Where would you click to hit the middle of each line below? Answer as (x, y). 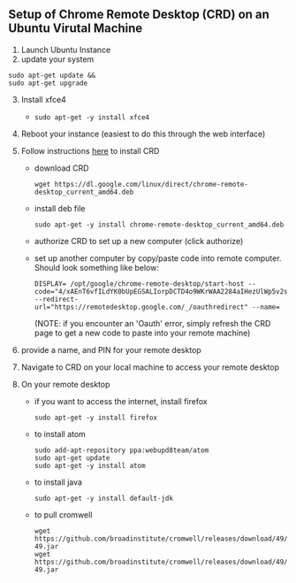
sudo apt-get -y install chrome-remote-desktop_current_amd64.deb (159, 225)
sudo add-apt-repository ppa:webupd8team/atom (121, 450)
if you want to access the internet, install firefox (121, 401)
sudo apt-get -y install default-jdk (104, 498)
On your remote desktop (65, 384)
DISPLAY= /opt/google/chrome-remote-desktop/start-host (139, 284)
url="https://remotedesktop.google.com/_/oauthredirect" (141, 307)
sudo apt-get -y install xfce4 (92, 117)
